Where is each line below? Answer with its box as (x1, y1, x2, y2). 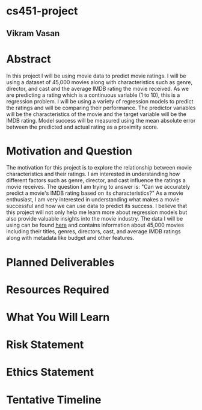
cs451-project (6, 4, 78, 18)
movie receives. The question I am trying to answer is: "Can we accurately (6, 183, 191, 191)
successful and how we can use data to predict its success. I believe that (6, 203, 188, 210)
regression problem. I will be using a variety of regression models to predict (6, 97, 194, 105)
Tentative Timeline (6, 393, 102, 406)
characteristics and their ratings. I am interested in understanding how (6, 170, 180, 178)
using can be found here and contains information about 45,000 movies (6, 221, 185, 229)
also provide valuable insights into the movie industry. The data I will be (6, 215, 183, 222)
